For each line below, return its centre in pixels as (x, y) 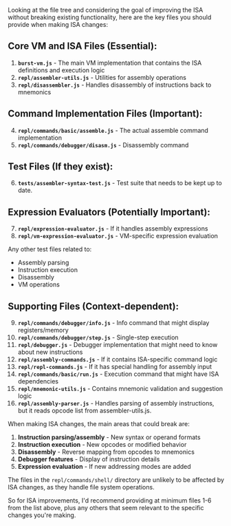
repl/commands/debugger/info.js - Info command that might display (113, 323)
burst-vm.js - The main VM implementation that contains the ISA (110, 63)
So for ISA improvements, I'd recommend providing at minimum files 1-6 (110, 501)
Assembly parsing (43, 263)
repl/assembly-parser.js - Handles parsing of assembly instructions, (116, 403)
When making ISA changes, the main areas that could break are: (99, 424)
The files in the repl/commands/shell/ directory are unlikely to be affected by (116, 480)
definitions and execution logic (61, 70)
